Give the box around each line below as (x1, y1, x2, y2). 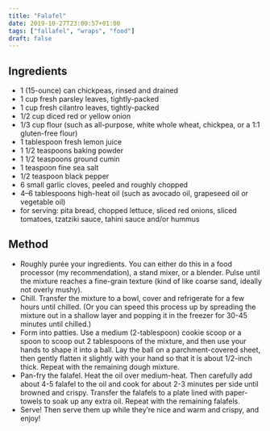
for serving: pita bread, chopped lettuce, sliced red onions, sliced (19, 206, 238, 215)
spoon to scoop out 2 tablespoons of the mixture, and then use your (19, 336, 247, 345)
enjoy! (19, 413, 41, 423)
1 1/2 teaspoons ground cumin (19, 154, 120, 164)
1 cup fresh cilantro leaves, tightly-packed (19, 103, 160, 113)
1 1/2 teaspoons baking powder (19, 146, 123, 156)
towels (19, 396, 43, 406)
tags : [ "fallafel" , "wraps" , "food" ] (8, 27, 135, 35)
